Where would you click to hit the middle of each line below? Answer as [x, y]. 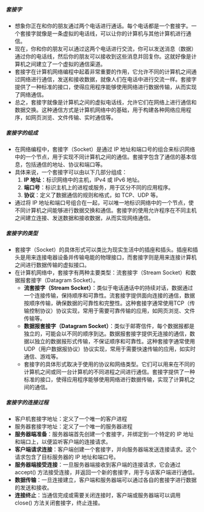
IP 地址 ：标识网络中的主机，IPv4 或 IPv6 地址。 [83, 180]
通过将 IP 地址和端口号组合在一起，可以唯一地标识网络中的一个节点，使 [104, 202]
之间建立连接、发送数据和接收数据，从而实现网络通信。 [84, 218]
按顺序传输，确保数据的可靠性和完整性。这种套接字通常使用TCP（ [107, 303]
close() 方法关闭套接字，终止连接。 [59, 503]
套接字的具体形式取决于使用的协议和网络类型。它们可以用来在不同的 [109, 364]
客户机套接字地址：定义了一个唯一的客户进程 [71, 419]
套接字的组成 [22, 133]
